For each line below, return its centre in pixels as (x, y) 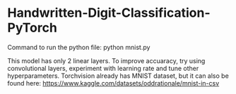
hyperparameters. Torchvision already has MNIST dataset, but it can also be (118, 76)
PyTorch (33, 28)
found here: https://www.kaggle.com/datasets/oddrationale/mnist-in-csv (113, 83)
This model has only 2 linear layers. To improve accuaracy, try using (106, 60)
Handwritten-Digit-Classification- (109, 13)
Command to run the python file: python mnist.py (79, 47)
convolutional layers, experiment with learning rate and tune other (103, 68)
